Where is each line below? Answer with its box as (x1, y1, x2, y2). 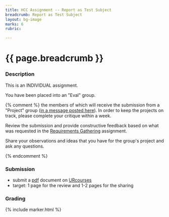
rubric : (5, 26, 22, 31)
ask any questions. (5, 143, 44, 149)
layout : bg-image (5, 17, 42, 22)
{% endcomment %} (5, 153, 48, 159)
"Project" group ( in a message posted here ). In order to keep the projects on (5, 107, 164, 113)
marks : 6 (5, 21, 24, 27)
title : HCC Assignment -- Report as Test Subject (5, 7, 112, 13)
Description (5, 70, 35, 78)
